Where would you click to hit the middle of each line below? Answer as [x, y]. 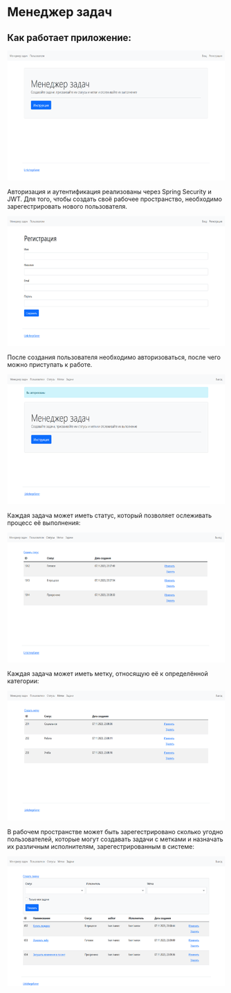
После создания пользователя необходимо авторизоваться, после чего [114, 357]
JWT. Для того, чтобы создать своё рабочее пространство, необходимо [115, 199]
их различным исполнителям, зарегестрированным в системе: [101, 846]
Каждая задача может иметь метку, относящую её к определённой [108, 674]
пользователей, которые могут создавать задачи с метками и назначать [115, 839]
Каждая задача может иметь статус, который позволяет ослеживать [110, 515]
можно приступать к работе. [50, 364]
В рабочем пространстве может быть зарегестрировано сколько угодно [115, 832]
